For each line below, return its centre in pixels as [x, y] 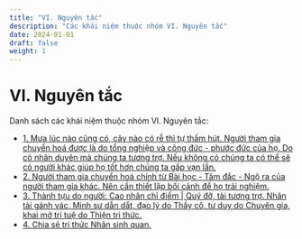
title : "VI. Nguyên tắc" [56, 18]
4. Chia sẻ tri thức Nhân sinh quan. [87, 225]
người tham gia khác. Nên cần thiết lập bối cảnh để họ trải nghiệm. [146, 187]
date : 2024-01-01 [42, 34]
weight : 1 [28, 51]
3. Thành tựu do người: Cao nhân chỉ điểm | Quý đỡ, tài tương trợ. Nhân [154, 196]
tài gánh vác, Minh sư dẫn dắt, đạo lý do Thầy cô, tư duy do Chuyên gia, [156, 206]
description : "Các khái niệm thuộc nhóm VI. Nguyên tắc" [119, 26]
